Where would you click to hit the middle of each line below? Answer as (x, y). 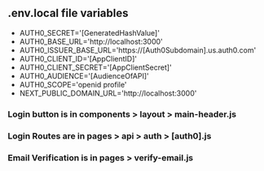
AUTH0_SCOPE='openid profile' (73, 84)
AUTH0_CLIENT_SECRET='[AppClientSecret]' (95, 67)
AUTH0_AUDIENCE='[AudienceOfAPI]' (84, 75)
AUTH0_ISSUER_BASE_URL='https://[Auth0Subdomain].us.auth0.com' (138, 50)
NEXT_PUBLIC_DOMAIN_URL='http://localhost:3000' (108, 93)
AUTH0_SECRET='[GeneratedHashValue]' (90, 32)
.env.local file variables (68, 13)
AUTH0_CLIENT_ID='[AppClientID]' (78, 58)
